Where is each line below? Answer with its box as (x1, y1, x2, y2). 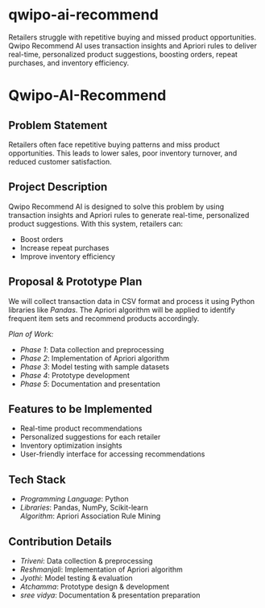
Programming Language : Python (19, 494, 129, 504)
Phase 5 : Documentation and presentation (19, 379, 161, 389)
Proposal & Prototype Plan (8, 275, 143, 289)
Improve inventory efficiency (19, 252, 115, 261)
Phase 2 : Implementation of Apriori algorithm (19, 353, 170, 363)
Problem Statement (8, 119, 108, 132)
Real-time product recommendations (19, 423, 143, 433)
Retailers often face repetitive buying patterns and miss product (8, 140, 220, 149)
